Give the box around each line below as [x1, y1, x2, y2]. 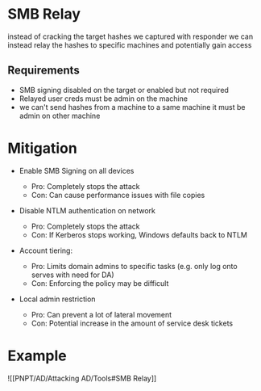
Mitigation [7, 139, 77, 158]
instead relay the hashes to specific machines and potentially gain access [7, 40, 252, 49]
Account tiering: [19, 246, 73, 255]
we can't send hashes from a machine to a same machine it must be [19, 102, 246, 111]
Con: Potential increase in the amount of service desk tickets [31, 318, 234, 328]
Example [7, 347, 67, 364]
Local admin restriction [19, 294, 96, 304]
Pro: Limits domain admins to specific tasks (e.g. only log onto [31, 261, 238, 271]
